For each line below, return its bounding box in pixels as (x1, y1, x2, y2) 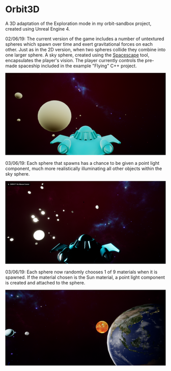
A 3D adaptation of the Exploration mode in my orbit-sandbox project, (5, 20, 152, 26)
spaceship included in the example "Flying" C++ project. (18, 63, 137, 69)
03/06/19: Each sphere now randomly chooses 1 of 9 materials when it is (5, 269, 158, 275)
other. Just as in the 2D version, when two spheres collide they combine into (5, 46, 166, 52)
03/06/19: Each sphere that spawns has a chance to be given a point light (5, 160, 160, 166)
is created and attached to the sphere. (5, 279, 85, 286)
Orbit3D (5, 4, 40, 15)
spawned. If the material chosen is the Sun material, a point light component (5, 274, 165, 280)
